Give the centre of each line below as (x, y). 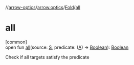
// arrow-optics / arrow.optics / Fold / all (43, 7)
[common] (16, 42)
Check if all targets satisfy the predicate (47, 57)
